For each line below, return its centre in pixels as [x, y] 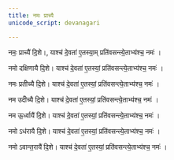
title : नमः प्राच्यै [31, 15]
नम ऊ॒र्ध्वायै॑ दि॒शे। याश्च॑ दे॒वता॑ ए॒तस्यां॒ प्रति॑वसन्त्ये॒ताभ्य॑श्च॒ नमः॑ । [84, 115]
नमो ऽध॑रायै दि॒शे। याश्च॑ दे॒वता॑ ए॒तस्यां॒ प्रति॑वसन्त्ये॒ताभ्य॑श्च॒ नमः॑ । [84, 131]
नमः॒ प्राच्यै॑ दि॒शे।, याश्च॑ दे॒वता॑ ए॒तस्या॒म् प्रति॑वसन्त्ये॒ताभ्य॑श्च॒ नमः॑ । [85, 52]
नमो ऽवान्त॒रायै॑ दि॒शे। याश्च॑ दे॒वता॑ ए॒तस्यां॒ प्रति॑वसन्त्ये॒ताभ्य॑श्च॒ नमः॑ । [88, 147]
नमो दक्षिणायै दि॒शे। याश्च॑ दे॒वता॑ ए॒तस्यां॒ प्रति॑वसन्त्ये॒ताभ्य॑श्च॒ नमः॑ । [86, 68]
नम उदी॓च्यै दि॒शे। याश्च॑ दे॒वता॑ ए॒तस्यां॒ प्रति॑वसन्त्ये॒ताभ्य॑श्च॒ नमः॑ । [83, 99]
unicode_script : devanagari [54, 23]
